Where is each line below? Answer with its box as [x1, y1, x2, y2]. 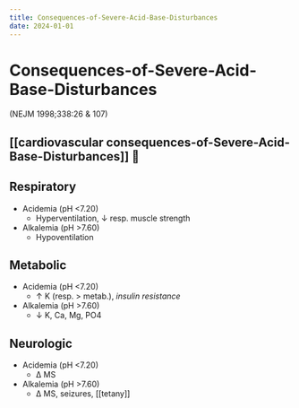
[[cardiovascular [9, 135, 105, 150]
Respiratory [9, 179, 77, 195]
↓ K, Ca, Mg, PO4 [35, 310, 102, 321]
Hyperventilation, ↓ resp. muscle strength [35, 213, 191, 223]
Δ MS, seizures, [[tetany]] [35, 388, 131, 399]
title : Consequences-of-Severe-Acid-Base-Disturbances [9, 13, 218, 22]
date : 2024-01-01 [9, 22, 74, 30]
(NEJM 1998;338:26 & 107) [9, 109, 108, 119]
